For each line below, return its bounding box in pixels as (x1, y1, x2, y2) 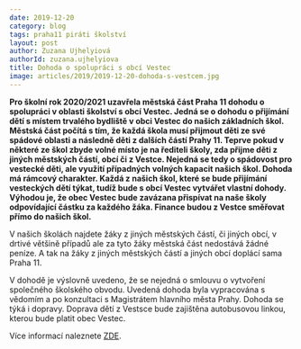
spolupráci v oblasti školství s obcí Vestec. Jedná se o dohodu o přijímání (9, 105, 290, 117)
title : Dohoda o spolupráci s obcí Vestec (9, 64, 171, 73)
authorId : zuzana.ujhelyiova (9, 55, 119, 64)
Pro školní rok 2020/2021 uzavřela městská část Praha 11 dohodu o (9, 96, 265, 107)
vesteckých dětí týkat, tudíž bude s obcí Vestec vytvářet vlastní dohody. (9, 182, 287, 193)
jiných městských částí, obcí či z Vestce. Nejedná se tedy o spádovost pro (9, 154, 293, 165)
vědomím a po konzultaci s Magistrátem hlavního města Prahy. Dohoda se (9, 293, 284, 304)
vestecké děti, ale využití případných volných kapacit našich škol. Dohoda (9, 163, 293, 174)
